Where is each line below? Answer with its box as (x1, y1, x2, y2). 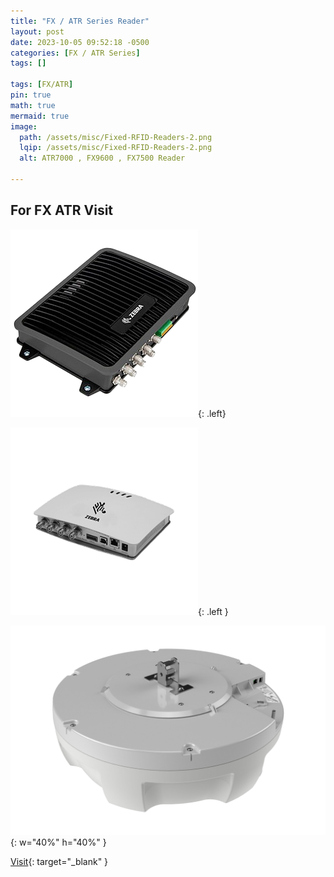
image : (10, 121, 38, 132)
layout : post (10, 26, 65, 37)
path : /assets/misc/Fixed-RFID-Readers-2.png (19, 132, 213, 142)
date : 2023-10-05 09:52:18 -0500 (10, 37, 150, 47)
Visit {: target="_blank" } (10, 856, 109, 868)
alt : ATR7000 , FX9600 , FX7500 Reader (19, 153, 186, 164)
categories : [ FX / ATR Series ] (10, 48, 141, 58)
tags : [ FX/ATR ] (10, 80, 74, 90)
